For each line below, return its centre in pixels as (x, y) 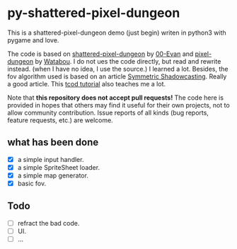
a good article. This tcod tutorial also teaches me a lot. (87, 83)
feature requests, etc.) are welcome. (60, 120)
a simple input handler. (51, 159)
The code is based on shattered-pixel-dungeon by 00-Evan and (100, 54)
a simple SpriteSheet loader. (59, 167)
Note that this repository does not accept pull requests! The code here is (116, 98)
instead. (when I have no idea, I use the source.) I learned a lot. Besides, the (118, 69)
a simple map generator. (53, 175)
